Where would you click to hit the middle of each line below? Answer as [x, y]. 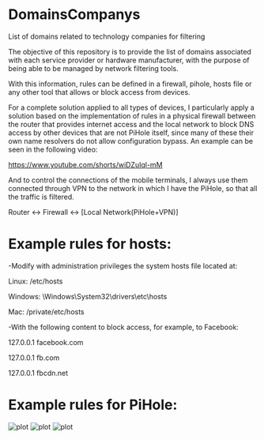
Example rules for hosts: [90, 244]
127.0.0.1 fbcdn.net [38, 373]
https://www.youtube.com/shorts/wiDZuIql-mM [86, 164]
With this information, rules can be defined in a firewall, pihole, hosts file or [130, 84]
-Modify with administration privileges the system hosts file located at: [123, 265]
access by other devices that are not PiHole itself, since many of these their [131, 133]
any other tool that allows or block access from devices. [100, 92]
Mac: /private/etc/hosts [46, 311]
